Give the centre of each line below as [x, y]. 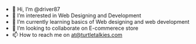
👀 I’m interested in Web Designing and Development [77, 15]
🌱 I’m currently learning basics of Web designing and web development [101, 22]
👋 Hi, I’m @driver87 [36, 9]
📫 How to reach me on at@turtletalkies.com [67, 35]
